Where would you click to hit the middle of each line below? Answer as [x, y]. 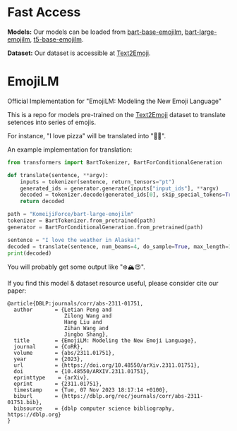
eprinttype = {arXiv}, [52, 378]
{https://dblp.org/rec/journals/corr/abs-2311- [132, 396]
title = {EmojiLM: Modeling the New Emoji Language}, [105, 341]
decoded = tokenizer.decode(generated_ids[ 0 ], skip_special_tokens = [123, 195]
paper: [17, 291]
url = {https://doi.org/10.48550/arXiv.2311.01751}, [107, 365]
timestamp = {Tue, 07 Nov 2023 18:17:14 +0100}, [91, 390]
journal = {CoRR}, [48, 347]
